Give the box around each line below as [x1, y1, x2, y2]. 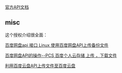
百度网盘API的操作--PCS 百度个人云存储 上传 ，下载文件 [5, 52, 117, 58]
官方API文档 [5, 4, 29, 10]
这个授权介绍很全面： [5, 32, 47, 38]
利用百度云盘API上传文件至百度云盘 [5, 62, 76, 69]
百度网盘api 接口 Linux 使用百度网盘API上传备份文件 [5, 42, 109, 48]
